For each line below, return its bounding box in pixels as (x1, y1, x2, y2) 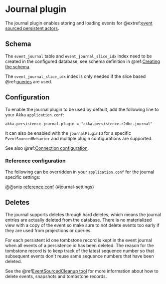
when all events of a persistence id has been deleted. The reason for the (5, 242, 154, 248)
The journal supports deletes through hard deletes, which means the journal (5, 211, 161, 218)
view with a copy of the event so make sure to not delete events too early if (5, 222, 160, 228)
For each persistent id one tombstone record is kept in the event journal (5, 237, 152, 243)
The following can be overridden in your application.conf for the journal (5, 169, 155, 175)
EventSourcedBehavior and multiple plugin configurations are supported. (5, 135, 153, 141)
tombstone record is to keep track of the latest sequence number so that (5, 248, 155, 254)
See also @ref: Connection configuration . (5, 145, 89, 151)
